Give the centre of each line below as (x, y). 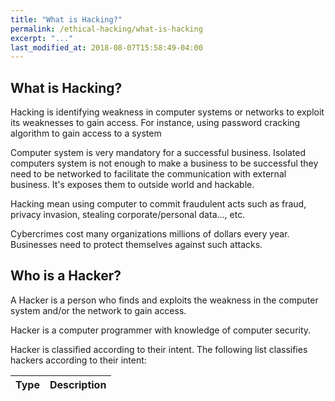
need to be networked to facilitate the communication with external (148, 174)
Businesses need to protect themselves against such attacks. (136, 245)
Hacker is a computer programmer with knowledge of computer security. (161, 330)
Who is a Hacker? (66, 276)
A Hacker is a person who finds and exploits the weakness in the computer (164, 300)
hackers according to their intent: (78, 360)
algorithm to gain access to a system (86, 133)
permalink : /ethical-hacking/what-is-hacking (106, 29)
